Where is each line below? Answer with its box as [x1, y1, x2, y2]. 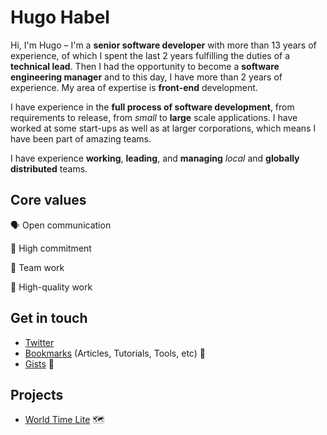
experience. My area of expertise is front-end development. [10, 81, 258, 93]
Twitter [24, 336, 55, 348]
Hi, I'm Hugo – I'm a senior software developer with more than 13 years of [10, 39, 317, 51]
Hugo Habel [10, 6, 110, 29]
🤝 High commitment [10, 242, 92, 254]
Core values [10, 192, 87, 209]
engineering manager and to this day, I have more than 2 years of [10, 71, 283, 83]
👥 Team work [10, 261, 65, 273]
